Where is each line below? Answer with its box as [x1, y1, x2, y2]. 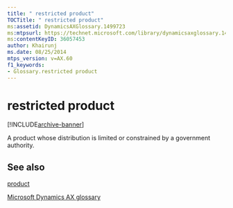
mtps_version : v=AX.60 [7, 55, 73, 62]
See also [7, 161, 45, 173]
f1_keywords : [7, 62, 45, 68]
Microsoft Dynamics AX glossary [7, 193, 101, 201]
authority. [7, 141, 35, 149]
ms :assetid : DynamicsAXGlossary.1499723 [7, 23, 126, 30]
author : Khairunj [7, 42, 58, 49]
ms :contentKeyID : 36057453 [7, 36, 85, 43]
